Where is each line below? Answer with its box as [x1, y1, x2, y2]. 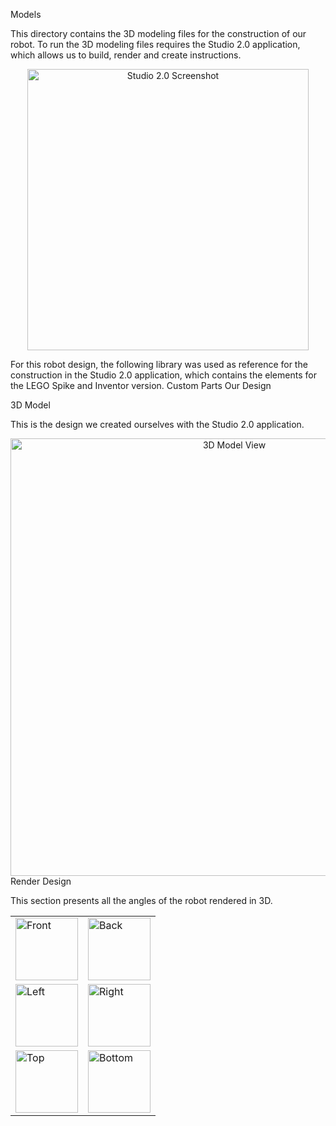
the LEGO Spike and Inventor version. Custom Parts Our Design [10, 380, 272, 391]
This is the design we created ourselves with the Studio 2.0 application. [10, 419, 305, 430]
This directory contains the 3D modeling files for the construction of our [10, 28, 307, 39]
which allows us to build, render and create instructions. [10, 49, 242, 61]
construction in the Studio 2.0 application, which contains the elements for [10, 369, 317, 381]
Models [10, 9, 42, 20]
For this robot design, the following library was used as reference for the [10, 359, 308, 370]
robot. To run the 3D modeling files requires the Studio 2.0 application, [10, 39, 301, 50]
